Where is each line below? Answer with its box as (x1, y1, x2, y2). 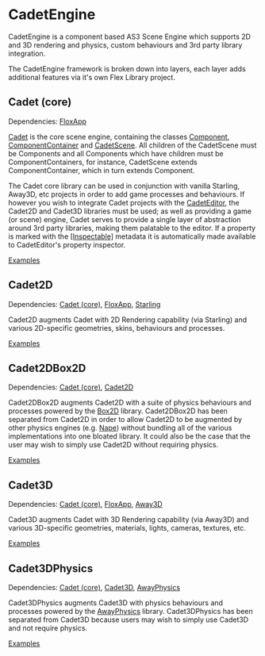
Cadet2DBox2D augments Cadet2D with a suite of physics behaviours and (8, 398, 252, 408)
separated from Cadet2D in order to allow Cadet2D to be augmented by (8, 415, 243, 424)
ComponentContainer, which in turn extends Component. (8, 165, 195, 175)
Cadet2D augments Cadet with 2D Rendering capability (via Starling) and (8, 315, 248, 324)
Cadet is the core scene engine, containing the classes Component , (8, 132, 230, 141)
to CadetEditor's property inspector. (8, 240, 126, 249)
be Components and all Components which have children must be (8, 148, 224, 158)
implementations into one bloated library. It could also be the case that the (8, 432, 252, 441)
